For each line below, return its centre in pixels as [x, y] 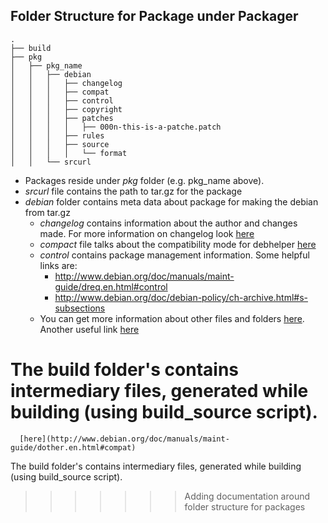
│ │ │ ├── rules [57, 135]
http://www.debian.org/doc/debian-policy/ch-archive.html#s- [181, 297]
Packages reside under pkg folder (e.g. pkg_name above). [144, 180]
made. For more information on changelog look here [147, 233]
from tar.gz [47, 212]
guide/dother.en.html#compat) [73, 447]
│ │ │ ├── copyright [66, 109]
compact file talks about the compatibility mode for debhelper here [178, 244]
